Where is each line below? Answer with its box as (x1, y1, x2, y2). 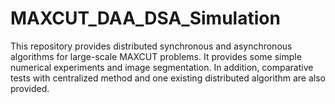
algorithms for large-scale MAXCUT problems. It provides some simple (10, 50, 302, 62)
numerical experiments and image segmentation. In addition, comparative (10, 61, 314, 73)
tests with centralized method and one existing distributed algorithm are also (10, 72, 326, 84)
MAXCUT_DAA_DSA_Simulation (10, 7, 281, 30)
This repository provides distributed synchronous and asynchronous (10, 40, 293, 52)
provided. (10, 82, 50, 94)
